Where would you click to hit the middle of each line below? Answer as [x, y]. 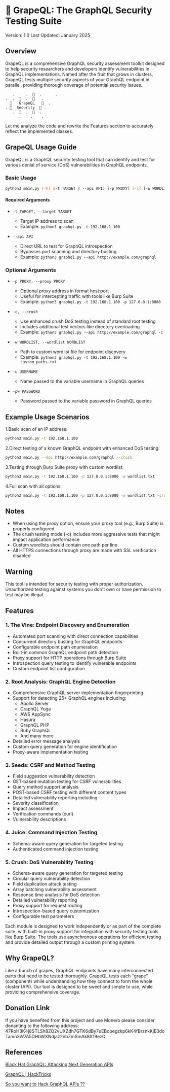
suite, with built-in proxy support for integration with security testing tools [82, 932]
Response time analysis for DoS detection [56, 895]
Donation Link [28, 1008]
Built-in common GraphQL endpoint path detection [65, 652]
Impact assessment [33, 808]
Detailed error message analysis [46, 741]
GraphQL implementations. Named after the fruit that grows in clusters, [79, 74]
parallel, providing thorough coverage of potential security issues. [74, 85]
